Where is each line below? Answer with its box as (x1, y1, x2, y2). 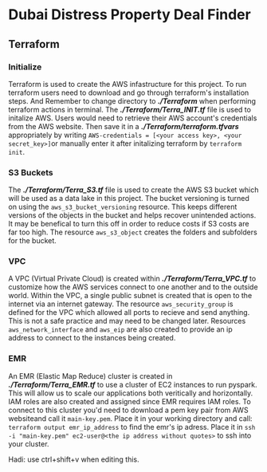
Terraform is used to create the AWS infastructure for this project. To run (8, 79, 247, 88)
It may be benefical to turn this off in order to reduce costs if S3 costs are (8, 219, 249, 229)
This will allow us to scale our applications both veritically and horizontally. (8, 388, 253, 398)
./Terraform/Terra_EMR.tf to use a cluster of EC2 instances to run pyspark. (8, 380, 257, 389)
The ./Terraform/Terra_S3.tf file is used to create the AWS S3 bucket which (8, 185, 259, 195)
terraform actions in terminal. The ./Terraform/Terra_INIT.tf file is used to (8, 104, 251, 114)
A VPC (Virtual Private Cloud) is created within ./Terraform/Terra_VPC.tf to (8, 273, 257, 284)
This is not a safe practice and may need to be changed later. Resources (8, 317, 246, 326)
